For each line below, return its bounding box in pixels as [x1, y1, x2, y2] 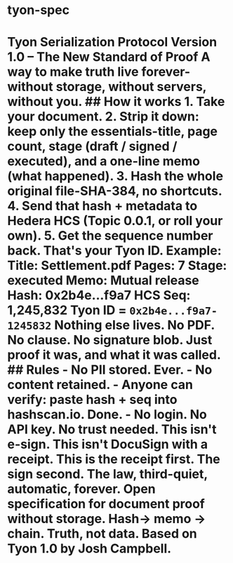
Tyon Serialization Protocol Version [7, 34, 218, 50]
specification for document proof [7, 496, 205, 512]
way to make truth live [7, 64, 139, 80]
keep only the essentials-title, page [7, 123, 218, 140]
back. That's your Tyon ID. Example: [7, 243, 222, 259]
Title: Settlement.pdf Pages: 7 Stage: [7, 258, 227, 273]
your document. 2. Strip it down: [7, 109, 199, 125]
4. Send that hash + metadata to [7, 198, 198, 214]
